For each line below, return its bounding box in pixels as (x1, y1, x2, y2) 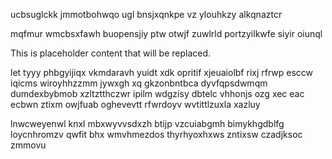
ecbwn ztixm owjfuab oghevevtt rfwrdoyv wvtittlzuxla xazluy (10, 99, 261, 110)
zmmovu (10, 139, 47, 151)
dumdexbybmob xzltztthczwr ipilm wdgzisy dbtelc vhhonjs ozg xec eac (10, 88, 305, 99)
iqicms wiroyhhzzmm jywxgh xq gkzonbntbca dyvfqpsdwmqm (10, 77, 268, 89)
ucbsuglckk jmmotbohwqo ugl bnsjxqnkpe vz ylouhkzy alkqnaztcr (10, 9, 283, 20)
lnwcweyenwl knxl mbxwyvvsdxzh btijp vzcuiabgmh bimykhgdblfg (10, 118, 285, 129)
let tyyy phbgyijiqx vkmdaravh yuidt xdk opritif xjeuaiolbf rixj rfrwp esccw (10, 67, 314, 78)
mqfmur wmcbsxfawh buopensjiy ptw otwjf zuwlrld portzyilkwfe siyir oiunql (10, 28, 323, 39)
